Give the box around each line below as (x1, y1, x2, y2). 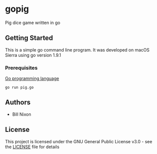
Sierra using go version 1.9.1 (5, 52, 61, 58)
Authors (5, 98, 31, 106)
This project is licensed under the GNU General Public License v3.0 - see (5, 138, 153, 144)
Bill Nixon (12, 111, 31, 117)
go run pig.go (5, 85, 34, 90)
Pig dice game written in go (5, 20, 60, 26)
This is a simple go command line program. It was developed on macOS (5, 47, 150, 52)
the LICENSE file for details (5, 144, 60, 150)
